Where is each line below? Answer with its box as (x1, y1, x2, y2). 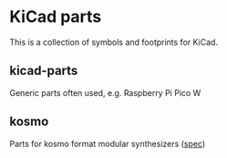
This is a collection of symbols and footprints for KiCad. (9, 37, 219, 47)
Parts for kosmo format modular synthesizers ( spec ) (9, 138, 206, 149)
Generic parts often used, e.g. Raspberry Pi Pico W (9, 87, 201, 98)
